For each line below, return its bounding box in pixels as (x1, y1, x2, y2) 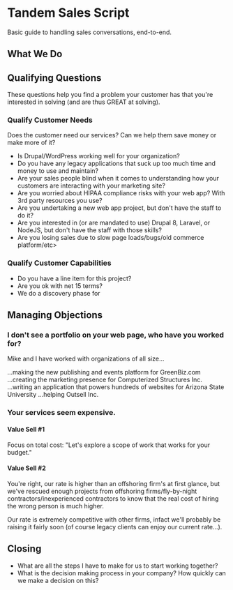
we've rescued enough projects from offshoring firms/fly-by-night (7, 487, 197, 495)
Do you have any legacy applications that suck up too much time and (17, 159, 216, 168)
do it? (17, 211, 33, 220)
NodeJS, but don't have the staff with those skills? (17, 226, 163, 234)
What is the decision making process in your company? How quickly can (17, 568, 227, 577)
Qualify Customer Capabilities (7, 258, 112, 268)
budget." (7, 448, 33, 456)
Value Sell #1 (7, 425, 45, 433)
